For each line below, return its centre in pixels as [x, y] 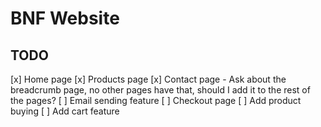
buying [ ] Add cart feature [65, 111]
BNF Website [65, 18]
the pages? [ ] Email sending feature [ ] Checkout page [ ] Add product [156, 100]
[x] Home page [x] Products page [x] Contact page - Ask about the [148, 79]
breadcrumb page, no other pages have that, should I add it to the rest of [160, 90]
